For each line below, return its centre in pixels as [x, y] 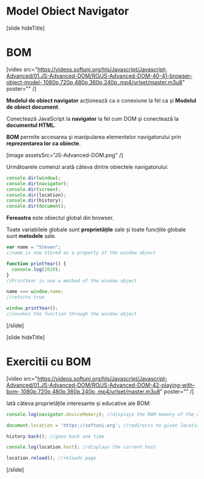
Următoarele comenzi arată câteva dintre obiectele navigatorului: [87, 167]
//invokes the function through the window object [72, 314]
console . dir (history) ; [35, 201]
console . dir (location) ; [36, 195]
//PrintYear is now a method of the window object [72, 280]
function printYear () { [36, 263]
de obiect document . [33, 107]
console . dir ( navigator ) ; [38, 183]
